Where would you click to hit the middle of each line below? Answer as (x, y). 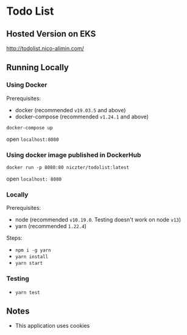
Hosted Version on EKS (51, 34)
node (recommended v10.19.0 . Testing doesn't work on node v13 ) (98, 220)
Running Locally (37, 67)
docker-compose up (30, 128)
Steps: (14, 238)
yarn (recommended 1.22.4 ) (51, 226)
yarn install (32, 257)
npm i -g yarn (33, 250)
